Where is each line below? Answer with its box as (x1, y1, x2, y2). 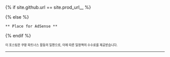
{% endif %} (5, 33, 31, 38)
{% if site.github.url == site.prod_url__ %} (5, 5, 91, 10)
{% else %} (5, 14, 29, 20)
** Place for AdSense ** (5, 24, 58, 29)
